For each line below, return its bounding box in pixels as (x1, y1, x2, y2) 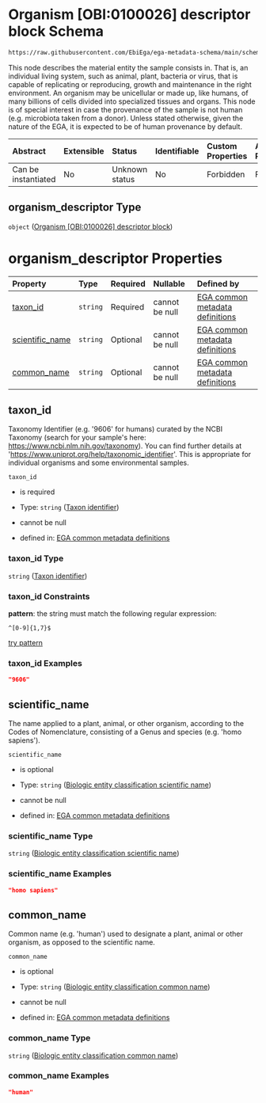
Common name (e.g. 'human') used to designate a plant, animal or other (8, 929, 243, 939)
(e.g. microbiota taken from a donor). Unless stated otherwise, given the (8, 113, 244, 123)
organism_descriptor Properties (8, 249, 223, 267)
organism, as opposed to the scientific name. (8, 938, 156, 947)
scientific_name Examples (8, 869, 112, 880)
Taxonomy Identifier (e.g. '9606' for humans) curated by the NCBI (8, 424, 223, 434)
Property (12, 278, 47, 289)
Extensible (63, 145, 104, 156)
